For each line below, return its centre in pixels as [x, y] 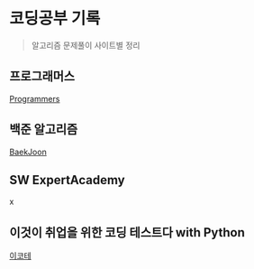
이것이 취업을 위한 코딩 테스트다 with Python [127, 232]
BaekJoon [28, 152]
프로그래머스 [42, 76]
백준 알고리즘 [44, 130]
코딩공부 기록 [55, 19]
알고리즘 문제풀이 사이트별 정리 [86, 45]
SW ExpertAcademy [67, 180]
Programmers [35, 98]
